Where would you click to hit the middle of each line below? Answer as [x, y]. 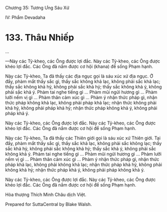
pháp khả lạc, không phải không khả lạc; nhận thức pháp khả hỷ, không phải [84, 164]
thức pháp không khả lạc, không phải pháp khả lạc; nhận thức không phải [81, 102]
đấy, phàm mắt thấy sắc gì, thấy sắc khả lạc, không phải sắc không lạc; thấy [83, 143]
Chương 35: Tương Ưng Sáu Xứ [37, 8]
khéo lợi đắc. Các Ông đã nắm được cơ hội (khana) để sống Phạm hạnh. [79, 66]
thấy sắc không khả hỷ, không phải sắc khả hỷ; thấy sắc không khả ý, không [83, 86]
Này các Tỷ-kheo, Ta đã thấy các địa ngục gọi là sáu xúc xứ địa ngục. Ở [79, 76]
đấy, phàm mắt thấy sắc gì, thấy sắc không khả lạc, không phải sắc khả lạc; [83, 81]
